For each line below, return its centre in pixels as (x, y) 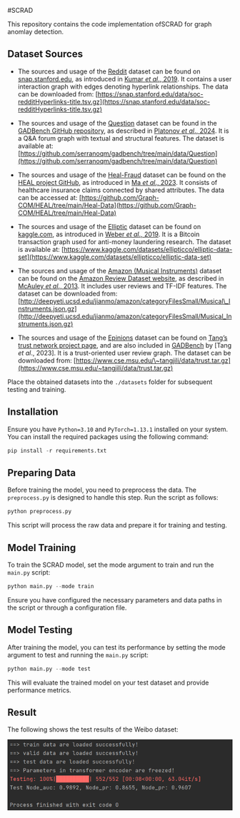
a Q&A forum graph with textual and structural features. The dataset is (121, 138)
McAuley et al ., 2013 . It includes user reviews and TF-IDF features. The (122, 286)
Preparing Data (42, 473)
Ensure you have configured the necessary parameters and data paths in (115, 600)
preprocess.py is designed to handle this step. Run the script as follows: (113, 498)
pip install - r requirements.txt (57, 450)
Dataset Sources (45, 54)
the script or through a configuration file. (67, 607)
